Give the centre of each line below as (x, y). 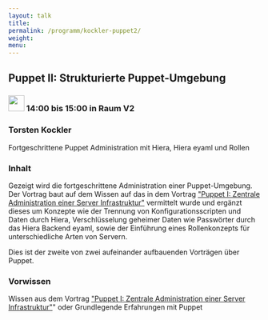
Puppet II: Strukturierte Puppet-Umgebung (117, 78)
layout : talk (30, 16)
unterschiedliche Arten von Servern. (68, 237)
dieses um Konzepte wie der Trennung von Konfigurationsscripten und (125, 211)
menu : (17, 46)
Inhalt (20, 168)
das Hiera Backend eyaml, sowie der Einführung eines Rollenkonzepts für (129, 228)
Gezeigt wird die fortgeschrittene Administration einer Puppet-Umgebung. (130, 186)
